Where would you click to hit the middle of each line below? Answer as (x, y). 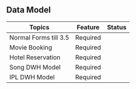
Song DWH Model (35, 67)
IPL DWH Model (32, 77)
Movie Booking (31, 47)
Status (117, 27)
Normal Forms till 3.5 (39, 37)
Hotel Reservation (35, 57)
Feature (88, 27)
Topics (40, 27)
